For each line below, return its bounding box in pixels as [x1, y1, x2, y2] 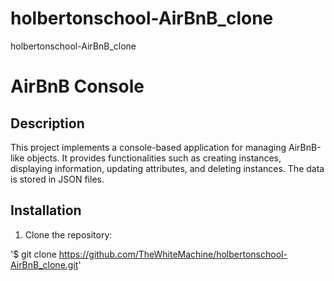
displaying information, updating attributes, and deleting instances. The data [10, 162, 325, 174]
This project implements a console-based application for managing [10, 141, 287, 153]
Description [10, 115, 85, 132]
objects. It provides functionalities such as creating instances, [26, 152, 282, 164]
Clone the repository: [24, 228, 113, 241]
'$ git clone [10, 248, 57, 260]
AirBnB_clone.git [10, 258, 79, 271]
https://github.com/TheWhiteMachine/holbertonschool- [58, 248, 288, 260]
